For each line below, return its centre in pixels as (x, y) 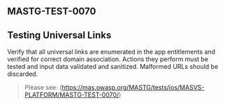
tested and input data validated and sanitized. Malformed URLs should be (113, 67)
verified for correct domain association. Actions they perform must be (108, 59)
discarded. (23, 74)
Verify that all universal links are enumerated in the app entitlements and (111, 52)
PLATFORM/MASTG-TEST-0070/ (72, 95)
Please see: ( (43, 88)
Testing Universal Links (59, 35)
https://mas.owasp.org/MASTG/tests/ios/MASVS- (133, 88)
